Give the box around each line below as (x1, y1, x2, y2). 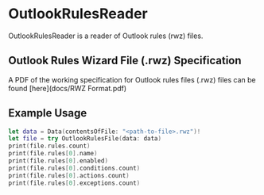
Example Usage (8, 106, 87, 120)
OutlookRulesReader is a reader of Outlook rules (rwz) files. (8, 31, 204, 40)
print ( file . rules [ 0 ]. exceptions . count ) (8, 179, 141, 187)
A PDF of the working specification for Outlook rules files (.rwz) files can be (8, 75, 256, 84)
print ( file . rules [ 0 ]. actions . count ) (8, 171, 130, 179)
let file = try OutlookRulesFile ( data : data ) (8, 135, 161, 143)
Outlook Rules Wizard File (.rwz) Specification (8, 54, 242, 67)
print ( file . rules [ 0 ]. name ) (8, 150, 98, 158)
